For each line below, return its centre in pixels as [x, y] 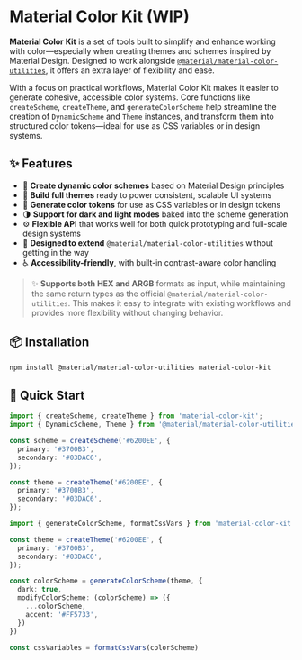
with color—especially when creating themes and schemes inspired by [140, 50]
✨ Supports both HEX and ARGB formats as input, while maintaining [158, 283]
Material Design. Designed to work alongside [93, 60]
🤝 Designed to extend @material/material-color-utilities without [148, 243]
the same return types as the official [98, 294]
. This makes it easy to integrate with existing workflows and [180, 303]
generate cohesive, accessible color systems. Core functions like [130, 97]
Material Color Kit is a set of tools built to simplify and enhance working [142, 41]
